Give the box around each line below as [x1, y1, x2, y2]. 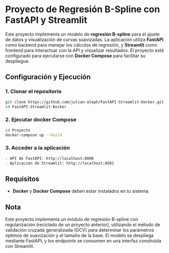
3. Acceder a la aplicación [5, 144, 70, 152]
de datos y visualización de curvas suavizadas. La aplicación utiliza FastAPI [5, 37, 163, 43]
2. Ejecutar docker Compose [5, 116, 77, 123]
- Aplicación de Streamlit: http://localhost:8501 [5, 161, 114, 166]
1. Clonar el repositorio [5, 88, 62, 95]
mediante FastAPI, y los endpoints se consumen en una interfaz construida [5, 238, 161, 244]
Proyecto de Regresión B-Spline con [5, 4, 160, 15]
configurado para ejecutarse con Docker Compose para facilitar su [5, 52, 146, 59]
